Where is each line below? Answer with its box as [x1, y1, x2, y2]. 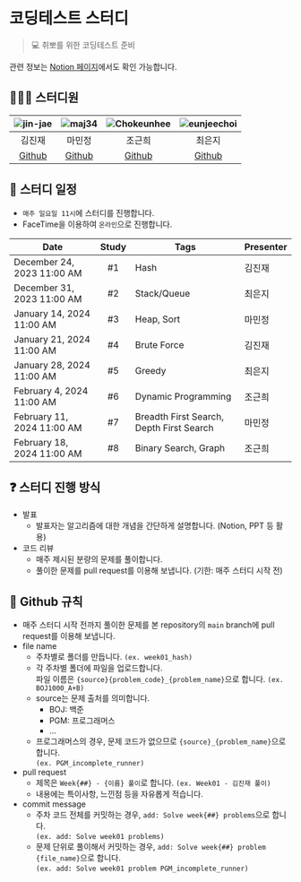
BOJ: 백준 [48, 705, 84, 715]
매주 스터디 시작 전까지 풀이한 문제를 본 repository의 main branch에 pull [21, 619, 275, 630]
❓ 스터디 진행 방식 [9, 480, 101, 495]
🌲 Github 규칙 [9, 593, 83, 610]
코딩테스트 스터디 [9, 8, 129, 29]
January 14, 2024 [13, 307, 91, 319]
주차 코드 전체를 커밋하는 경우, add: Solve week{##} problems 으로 [35, 809, 271, 820]
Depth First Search [134, 421, 214, 434]
